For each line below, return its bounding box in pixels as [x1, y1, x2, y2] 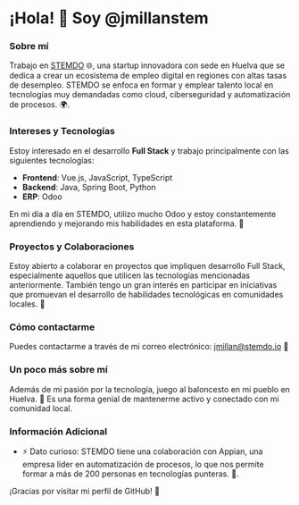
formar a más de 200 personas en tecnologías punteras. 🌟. [21, 468, 239, 479]
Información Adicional [9, 425, 108, 437]
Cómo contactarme [9, 321, 96, 333]
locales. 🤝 [9, 299, 46, 309]
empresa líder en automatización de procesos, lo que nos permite [21, 459, 265, 469]
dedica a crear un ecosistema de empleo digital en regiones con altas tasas [9, 71, 287, 81]
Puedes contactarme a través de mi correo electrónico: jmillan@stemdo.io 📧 [9, 341, 289, 352]
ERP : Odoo [21, 191, 62, 202]
